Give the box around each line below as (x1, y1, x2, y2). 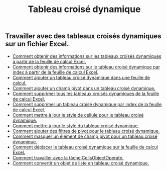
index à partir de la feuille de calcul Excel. (12, 69, 99, 75)
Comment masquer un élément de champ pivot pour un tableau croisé (12, 133, 158, 139)
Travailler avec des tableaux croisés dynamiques (5, 32, 161, 41)
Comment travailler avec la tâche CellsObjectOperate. (12, 154, 124, 160)
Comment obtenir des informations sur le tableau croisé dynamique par (12, 64, 160, 70)
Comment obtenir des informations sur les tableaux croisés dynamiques (12, 53, 161, 59)
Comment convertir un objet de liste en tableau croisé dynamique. (12, 160, 149, 166)
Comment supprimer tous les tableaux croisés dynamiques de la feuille (12, 91, 159, 97)
